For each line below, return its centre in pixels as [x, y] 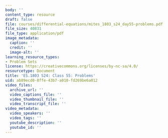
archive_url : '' [27, 90]
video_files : [19, 85]
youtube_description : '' [36, 123]
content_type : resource [30, 15]
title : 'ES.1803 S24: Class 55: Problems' [50, 76]
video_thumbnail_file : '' [37, 99]
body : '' [14, 10]
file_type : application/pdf [35, 33]
